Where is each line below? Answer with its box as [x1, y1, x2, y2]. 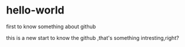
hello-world [6, 4, 65, 17]
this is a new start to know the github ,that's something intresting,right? [6, 34, 179, 41]
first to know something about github [6, 23, 96, 30]
